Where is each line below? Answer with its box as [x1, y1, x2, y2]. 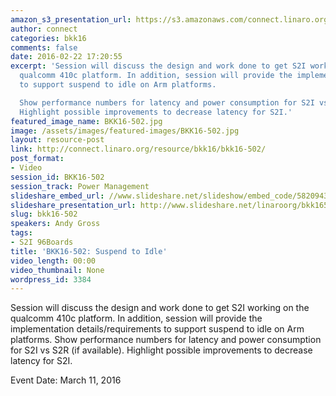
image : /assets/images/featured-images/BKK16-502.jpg [10, 126, 240, 136]
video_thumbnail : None [10, 265, 105, 275]
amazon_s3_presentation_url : [10, 14, 132, 25]
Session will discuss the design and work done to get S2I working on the [10, 302, 310, 314]
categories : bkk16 [10, 33, 87, 43]
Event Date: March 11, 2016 [10, 374, 122, 386]
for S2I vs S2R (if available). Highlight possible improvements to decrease [10, 344, 313, 356]
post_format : [10, 154, 65, 164]
